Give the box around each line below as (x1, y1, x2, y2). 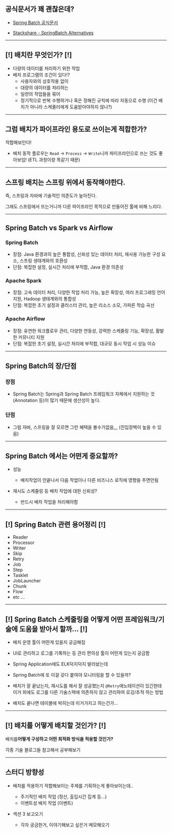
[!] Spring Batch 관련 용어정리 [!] (5, 520, 106, 529)
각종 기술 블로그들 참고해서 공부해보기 (5, 746, 81, 753)
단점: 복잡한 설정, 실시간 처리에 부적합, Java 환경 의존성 (12, 263, 124, 270)
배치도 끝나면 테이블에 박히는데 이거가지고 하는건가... (12, 700, 118, 706)
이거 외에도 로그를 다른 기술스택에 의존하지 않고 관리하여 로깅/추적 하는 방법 (12, 689, 164, 695)
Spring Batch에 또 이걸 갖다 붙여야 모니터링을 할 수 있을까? (12, 672, 132, 678)
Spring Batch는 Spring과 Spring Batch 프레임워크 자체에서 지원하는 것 (12, 391, 155, 397)
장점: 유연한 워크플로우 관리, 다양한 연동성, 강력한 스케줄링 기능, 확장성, (12, 328, 155, 334)
